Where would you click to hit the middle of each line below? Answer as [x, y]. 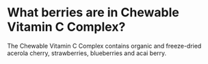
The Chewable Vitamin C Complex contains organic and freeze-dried [104, 46]
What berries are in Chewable [93, 13]
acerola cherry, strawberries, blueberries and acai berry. [87, 53]
